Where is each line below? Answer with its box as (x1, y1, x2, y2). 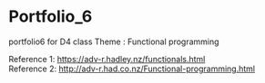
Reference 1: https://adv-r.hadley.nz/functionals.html (8, 53, 206, 64)
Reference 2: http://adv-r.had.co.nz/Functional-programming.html (8, 63, 256, 74)
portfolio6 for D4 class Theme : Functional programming (8, 36, 219, 47)
